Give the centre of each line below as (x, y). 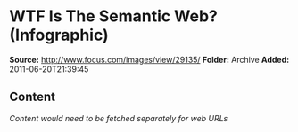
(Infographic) (59, 35)
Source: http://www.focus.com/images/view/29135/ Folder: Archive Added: (149, 59)
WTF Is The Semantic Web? (114, 16)
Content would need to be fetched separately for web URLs (119, 118)
